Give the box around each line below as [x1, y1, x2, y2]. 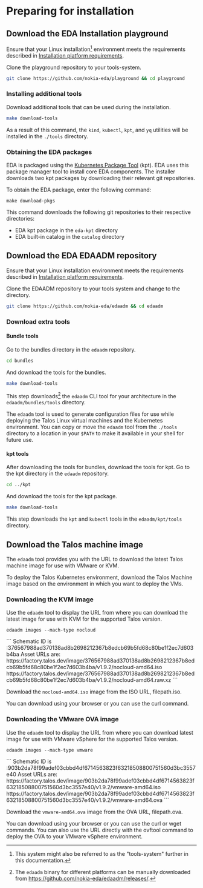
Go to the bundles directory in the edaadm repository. [6, 346, 136, 353]
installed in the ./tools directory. [6, 132, 89, 140]
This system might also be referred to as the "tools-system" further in [14, 850, 189, 857]
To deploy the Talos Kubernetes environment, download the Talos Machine [6, 573, 193, 581]
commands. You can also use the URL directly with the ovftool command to [6, 826, 193, 833]
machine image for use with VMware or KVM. [6, 562, 120, 569]
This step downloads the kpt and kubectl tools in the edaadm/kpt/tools [6, 515, 182, 522]
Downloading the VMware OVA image [6, 715, 119, 724]
